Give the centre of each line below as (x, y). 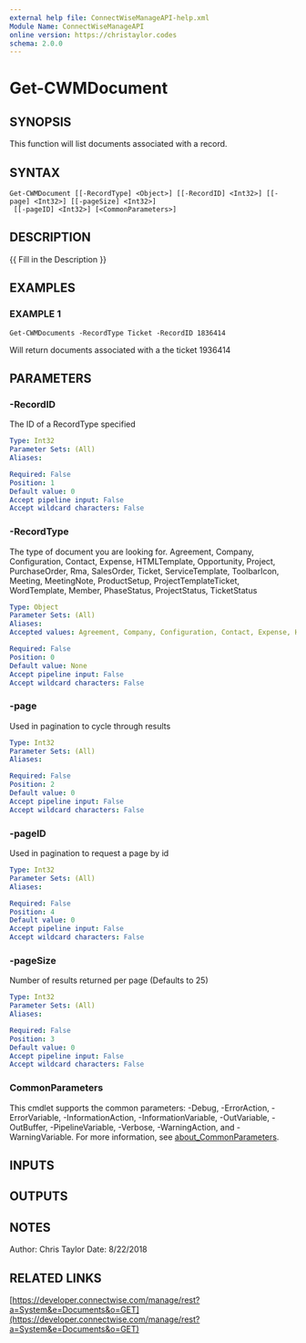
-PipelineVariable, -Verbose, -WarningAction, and (142, 1127)
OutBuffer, (29, 1127)
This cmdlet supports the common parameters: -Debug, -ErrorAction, (140, 1108)
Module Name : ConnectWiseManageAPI (77, 26)
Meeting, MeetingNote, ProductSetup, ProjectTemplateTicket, (124, 581)
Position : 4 (32, 912)
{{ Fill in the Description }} (58, 259)
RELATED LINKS (56, 1278)
